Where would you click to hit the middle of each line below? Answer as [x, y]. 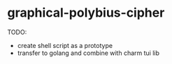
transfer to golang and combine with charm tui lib [88, 53]
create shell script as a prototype [65, 45]
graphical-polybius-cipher [86, 13]
